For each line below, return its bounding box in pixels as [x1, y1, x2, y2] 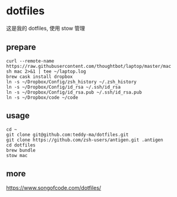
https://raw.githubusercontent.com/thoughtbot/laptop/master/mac [6, 63, 171, 69]
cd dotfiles [6, 142, 36, 148]
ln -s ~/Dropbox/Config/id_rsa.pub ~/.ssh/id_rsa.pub [6, 89, 143, 95]
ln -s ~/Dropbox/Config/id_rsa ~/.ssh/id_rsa [6, 84, 121, 90]
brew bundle [6, 147, 36, 153]
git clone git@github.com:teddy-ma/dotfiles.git [6, 132, 129, 137]
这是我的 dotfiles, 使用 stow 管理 [6, 24, 85, 32]
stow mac [6, 152, 28, 158]
